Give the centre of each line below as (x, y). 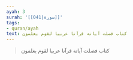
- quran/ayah (22, 28)
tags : (13, 23)
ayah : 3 (16, 12)
